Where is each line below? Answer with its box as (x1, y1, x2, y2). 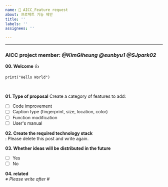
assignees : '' (5, 26, 35, 31)
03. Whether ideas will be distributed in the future (5, 145, 111, 151)
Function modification (12, 114, 57, 120)
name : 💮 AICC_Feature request (5, 7, 68, 13)
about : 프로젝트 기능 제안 (5, 12, 53, 17)
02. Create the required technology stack (5, 130, 93, 136)
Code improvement (12, 103, 52, 109)
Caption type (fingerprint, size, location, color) (12, 109, 108, 115)
